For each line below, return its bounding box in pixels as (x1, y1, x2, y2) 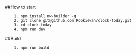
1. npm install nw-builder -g (14, 14, 77, 19)
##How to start (5, 4, 36, 10)
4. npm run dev (14, 27, 45, 32)
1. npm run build (14, 45, 50, 50)
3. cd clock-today (14, 22, 52, 27)
